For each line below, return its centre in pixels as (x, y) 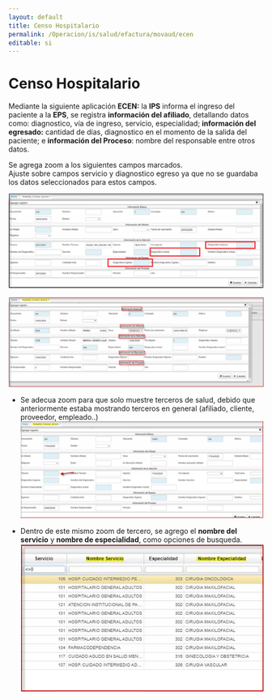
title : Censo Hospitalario (54, 26)
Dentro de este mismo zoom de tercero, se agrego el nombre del (128, 531)
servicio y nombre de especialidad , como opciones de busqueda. (131, 540)
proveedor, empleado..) (59, 417)
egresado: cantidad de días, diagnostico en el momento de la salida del (128, 132)
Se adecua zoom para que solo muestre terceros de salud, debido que (138, 400)
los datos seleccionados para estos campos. (83, 182)
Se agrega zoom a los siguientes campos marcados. (96, 165)
